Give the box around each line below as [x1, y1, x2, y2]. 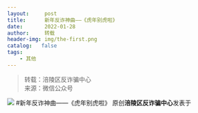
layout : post [7, 10, 57, 17]
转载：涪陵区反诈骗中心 [24, 75, 91, 83]
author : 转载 [7, 29, 55, 37]
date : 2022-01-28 [7, 23, 76, 30]
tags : [7, 49, 23, 56]
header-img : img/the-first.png [7, 36, 98, 43]
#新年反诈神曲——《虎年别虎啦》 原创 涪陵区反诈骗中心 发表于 [15, 98, 192, 107]
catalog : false [7, 42, 57, 49]
